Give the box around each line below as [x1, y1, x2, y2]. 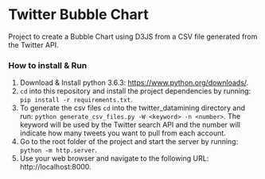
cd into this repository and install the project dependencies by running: [19, 86, 251, 96]
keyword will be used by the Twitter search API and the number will [19, 120, 241, 130]
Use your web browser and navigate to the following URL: [19, 154, 209, 163]
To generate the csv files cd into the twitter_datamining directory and [19, 103, 245, 112]
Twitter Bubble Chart [8, 6, 149, 24]
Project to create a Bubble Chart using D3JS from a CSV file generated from [8, 32, 258, 41]
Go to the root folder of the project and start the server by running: [19, 137, 239, 147]
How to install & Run [8, 59, 88, 70]
